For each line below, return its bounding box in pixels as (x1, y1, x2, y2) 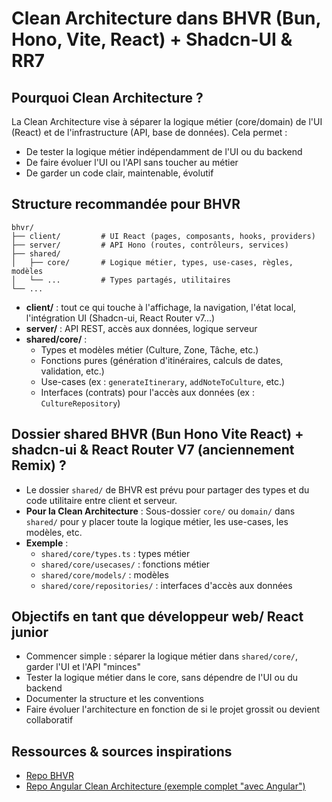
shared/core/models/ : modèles (40, 568, 169, 581)
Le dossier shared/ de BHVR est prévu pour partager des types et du (25, 483, 310, 496)
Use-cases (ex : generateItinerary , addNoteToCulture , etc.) (40, 375, 286, 387)
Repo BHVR (25, 770, 74, 782)
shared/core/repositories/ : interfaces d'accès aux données (40, 579, 293, 591)
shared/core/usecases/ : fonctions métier (40, 558, 211, 570)
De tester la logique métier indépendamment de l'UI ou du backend (25, 146, 303, 157)
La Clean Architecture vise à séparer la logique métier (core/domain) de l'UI (11, 116, 323, 127)
